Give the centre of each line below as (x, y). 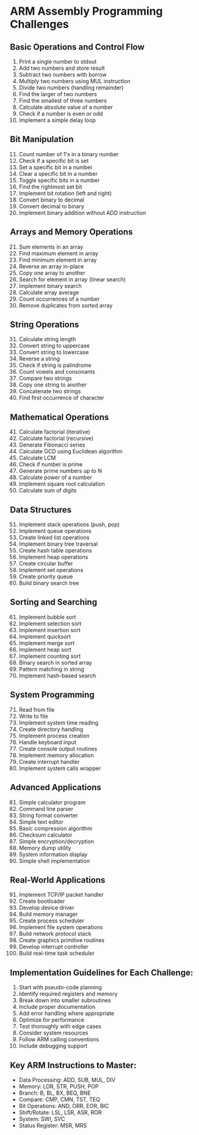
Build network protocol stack (55, 934)
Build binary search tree (49, 583)
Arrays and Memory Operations (71, 232)
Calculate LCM (37, 458)
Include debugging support (53, 1046)
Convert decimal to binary (52, 206)
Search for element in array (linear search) (72, 279)
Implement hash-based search (57, 676)
